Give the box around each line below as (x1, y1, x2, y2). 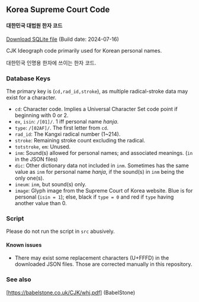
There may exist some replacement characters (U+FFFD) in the (14, 254, 169, 262)
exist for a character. (6, 94, 57, 101)
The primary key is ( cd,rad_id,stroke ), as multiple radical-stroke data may (6, 87, 188, 95)
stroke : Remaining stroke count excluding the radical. (14, 137, 146, 144)
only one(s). (14, 174, 44, 181)
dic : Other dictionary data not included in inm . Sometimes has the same (14, 162, 190, 169)
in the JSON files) (14, 155, 58, 163)
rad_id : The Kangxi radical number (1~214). (14, 130, 121, 138)
